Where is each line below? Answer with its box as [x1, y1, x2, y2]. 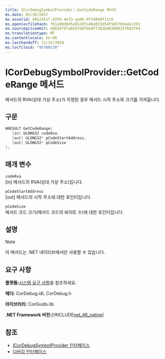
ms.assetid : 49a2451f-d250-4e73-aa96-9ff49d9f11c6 [5, 17, 114, 22]
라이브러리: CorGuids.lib [5, 301, 54, 307]
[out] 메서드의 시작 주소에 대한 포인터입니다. [5, 194, 92, 200]
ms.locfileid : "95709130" [5, 45, 59, 50]
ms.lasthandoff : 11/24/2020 [5, 40, 64, 45]
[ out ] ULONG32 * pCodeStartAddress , [12, 135, 87, 141]
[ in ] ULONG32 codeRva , [12, 131, 59, 136]
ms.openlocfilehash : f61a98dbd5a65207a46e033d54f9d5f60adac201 [5, 21, 141, 27]
